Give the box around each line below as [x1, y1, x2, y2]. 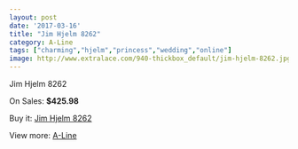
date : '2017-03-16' [9, 21, 82, 30]
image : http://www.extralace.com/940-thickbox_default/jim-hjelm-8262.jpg [9, 54, 292, 63]
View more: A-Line [9, 130, 77, 140]
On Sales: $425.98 [9, 96, 80, 106]
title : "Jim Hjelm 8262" [9, 29, 101, 38]
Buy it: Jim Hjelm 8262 [9, 113, 92, 123]
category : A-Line [9, 37, 74, 47]
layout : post [9, 12, 58, 22]
